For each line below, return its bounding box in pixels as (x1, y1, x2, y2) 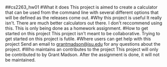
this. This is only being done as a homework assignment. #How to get (5, 25, 149, 31)
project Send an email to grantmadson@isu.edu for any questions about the (5, 41, 161, 47)
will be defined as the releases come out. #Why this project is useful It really (5, 15, 162, 20)
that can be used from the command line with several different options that (5, 9, 159, 15)
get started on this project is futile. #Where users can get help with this (5, 36, 151, 42)
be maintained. (5, 57, 36, 63)
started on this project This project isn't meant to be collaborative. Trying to (5, 31, 161, 36)
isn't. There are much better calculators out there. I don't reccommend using (5, 20, 163, 26)
